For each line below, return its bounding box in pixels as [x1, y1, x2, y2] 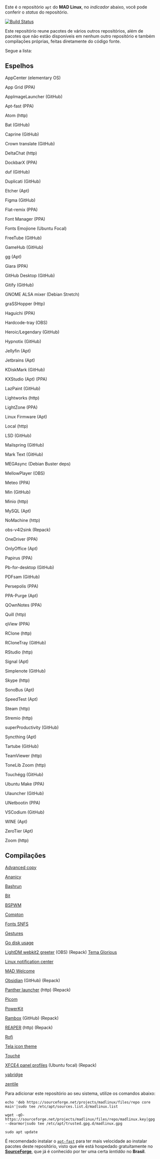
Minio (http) [5, 498, 29, 504]
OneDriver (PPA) [5, 536, 38, 542]
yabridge [5, 1072, 23, 1077]
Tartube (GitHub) [5, 743, 39, 749]
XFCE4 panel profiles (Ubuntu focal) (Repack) [5, 1062, 97, 1068]
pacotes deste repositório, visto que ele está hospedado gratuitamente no [5, 1143, 153, 1149]
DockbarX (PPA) [5, 159, 38, 165]
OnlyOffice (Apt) [5, 545, 38, 551]
